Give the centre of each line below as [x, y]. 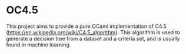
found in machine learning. [39, 45]
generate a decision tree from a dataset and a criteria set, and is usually [93, 38]
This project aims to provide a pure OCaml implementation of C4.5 [86, 26]
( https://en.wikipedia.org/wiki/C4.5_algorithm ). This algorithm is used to [93, 32]
